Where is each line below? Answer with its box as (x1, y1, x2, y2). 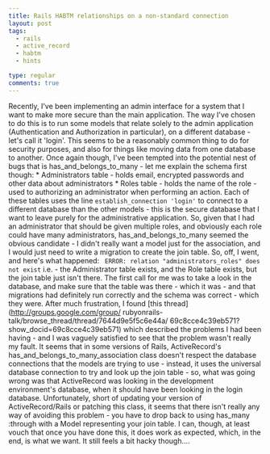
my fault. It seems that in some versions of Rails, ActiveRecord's (8, 341, 222, 351)
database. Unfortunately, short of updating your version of (8, 393, 202, 402)
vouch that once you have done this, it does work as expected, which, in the (8, 427, 261, 437)
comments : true (8, 78, 60, 87)
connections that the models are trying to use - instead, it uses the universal (8, 359, 262, 368)
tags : (8, 27, 27, 35)
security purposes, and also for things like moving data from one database (8, 144, 256, 153)
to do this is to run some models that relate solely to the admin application (8, 118, 254, 128)
